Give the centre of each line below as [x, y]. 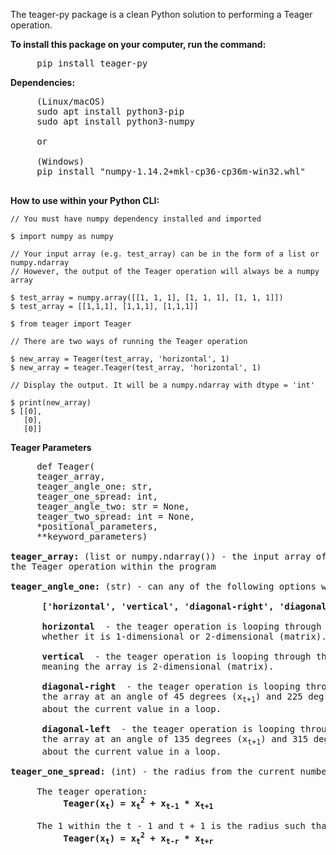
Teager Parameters [51, 447]
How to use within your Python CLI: [85, 200]
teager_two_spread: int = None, [116, 516]
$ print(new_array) [51, 403]
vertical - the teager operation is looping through [176, 656]
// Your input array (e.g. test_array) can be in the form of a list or [165, 254]
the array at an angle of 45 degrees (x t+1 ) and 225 [172, 697]
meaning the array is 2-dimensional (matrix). [158, 666]
